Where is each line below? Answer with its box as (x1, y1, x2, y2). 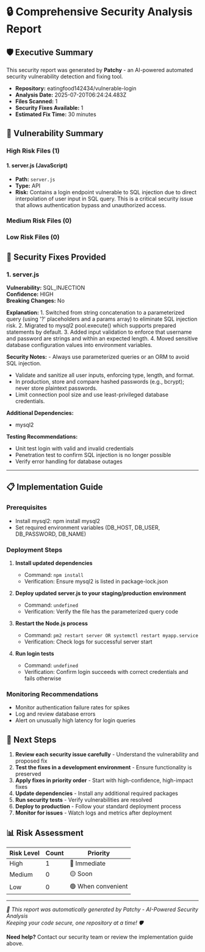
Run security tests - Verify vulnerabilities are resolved (15, 796, 153, 804)
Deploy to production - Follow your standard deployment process (15, 803, 181, 810)
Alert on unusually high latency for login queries (15, 717, 136, 724)
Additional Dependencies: (6, 409, 74, 417)
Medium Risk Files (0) (6, 216, 72, 225)
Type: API (15, 181, 41, 189)
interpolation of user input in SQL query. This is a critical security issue (15, 195, 193, 202)
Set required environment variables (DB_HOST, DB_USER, (15, 524, 160, 531)
